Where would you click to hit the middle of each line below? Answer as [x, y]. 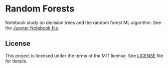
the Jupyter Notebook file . [32, 27]
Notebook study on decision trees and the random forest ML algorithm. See [83, 22]
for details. [16, 61]
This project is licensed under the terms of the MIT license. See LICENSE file [84, 55]
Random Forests [40, 9]
